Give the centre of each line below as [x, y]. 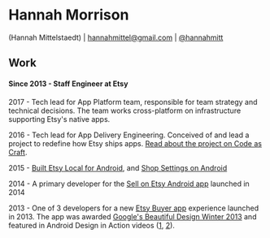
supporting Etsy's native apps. [59, 119]
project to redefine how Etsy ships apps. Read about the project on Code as [135, 143]
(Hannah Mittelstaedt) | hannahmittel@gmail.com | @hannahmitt [116, 37]
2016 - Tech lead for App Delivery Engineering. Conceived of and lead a [129, 135]
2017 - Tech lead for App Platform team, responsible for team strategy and [133, 102]
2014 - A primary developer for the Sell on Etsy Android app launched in [129, 184]
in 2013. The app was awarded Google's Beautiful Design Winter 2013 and [133, 216]
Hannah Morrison [69, 15]
